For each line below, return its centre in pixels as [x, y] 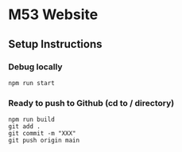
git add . [25, 127]
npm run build [32, 120]
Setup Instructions [55, 44]
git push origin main [44, 141]
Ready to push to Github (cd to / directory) [91, 103]
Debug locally [35, 67]
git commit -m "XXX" [43, 134]
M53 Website [53, 15]
